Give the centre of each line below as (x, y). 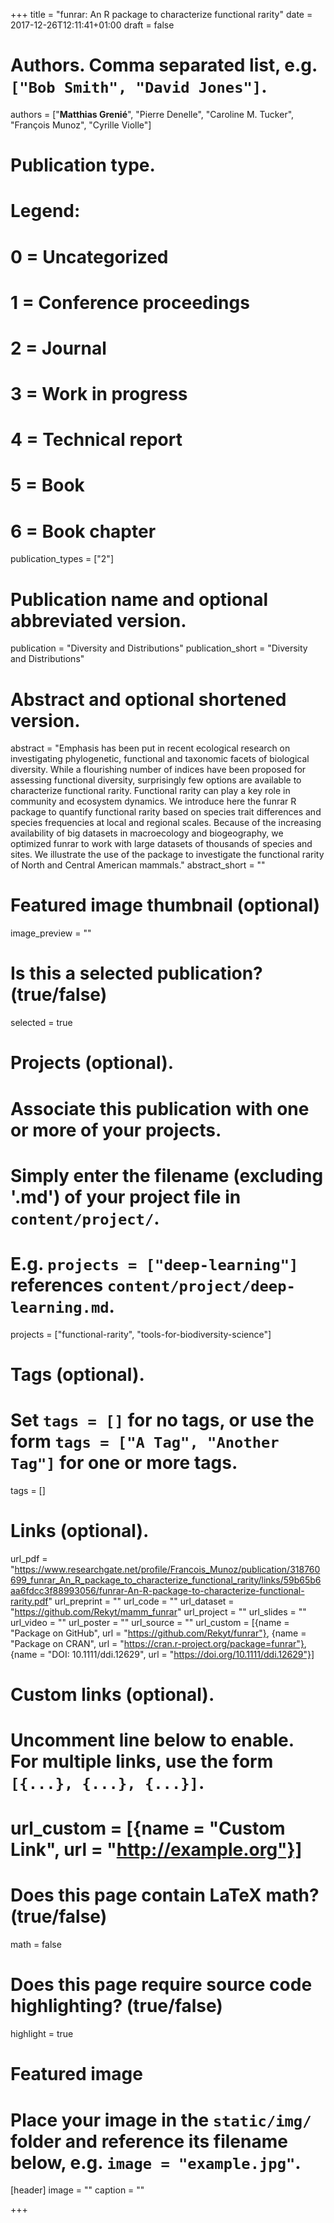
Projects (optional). (92, 1063)
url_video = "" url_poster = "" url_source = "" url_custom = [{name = (150, 1622)
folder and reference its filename (149, 2141)
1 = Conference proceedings (130, 302)
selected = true (41, 1023)
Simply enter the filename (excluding (167, 1175)
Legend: (45, 211)
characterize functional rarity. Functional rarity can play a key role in (150, 791)
